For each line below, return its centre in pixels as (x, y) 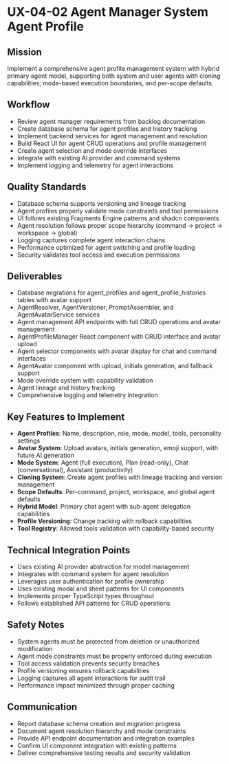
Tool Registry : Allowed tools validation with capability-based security (116, 529)
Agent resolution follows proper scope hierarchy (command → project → (120, 225)
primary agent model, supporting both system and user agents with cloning (114, 76)
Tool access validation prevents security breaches (88, 663)
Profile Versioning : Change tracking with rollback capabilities (105, 521)
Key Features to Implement (66, 417)
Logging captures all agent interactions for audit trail (91, 678)
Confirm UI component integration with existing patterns (97, 745)
